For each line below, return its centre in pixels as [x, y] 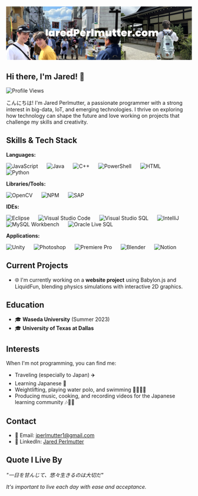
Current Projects [37, 266]
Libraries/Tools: [26, 184]
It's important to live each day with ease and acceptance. [76, 487]
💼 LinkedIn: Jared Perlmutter [49, 442]
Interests [23, 349]
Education [25, 305]
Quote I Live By [34, 460]
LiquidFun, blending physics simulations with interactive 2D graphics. [99, 286]
